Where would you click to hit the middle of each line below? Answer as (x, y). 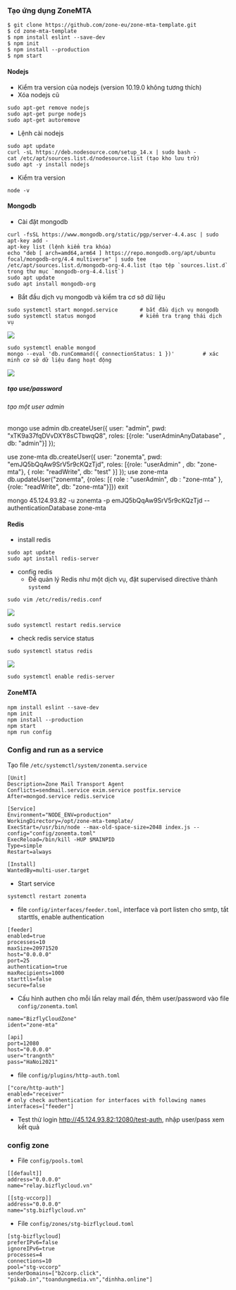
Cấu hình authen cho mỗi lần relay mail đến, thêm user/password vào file (123, 998)
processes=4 (25, 1255)
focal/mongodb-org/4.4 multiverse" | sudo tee (77, 259)
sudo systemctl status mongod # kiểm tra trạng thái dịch (114, 316)
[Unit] (17, 778)
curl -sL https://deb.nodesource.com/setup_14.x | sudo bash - (102, 152)
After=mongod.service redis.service (61, 796)
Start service (36, 883)
